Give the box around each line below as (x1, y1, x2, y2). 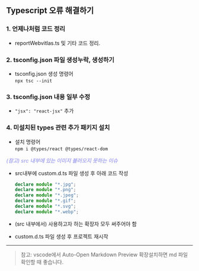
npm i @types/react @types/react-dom (14, 146, 108, 152)
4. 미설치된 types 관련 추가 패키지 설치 (6, 124, 110, 132)
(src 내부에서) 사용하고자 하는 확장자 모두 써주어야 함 (14, 220, 137, 227)
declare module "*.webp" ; (14, 209, 79, 215)
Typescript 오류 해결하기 (6, 5, 94, 16)
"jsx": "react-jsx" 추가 (14, 107, 74, 114)
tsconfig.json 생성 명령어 (14, 70, 74, 77)
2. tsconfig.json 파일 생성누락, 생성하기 (6, 56, 114, 64)
